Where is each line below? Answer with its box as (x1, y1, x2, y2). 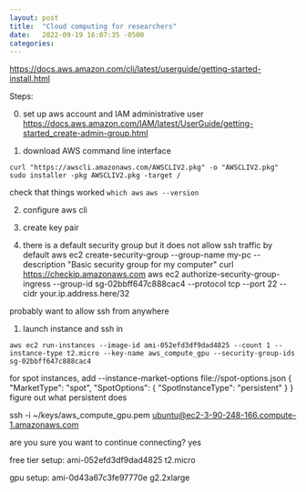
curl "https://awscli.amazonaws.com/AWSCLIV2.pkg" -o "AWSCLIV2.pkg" (9, 163, 280, 173)
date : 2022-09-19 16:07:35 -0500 (9, 30, 145, 39)
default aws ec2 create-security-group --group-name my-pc (22, 249, 252, 260)
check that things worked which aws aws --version (9, 187, 199, 198)
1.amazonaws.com (9, 419, 79, 430)
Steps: (9, 91, 34, 102)
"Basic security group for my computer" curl (66, 259, 234, 270)
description (22, 259, 66, 270)
